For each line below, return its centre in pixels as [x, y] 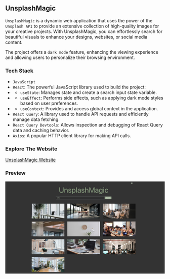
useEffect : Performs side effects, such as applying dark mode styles [92, 98]
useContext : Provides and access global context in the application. [89, 109]
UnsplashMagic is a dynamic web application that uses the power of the [79, 20]
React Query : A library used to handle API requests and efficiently [80, 114]
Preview [15, 173]
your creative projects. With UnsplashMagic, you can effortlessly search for [84, 31]
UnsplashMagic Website [31, 160]
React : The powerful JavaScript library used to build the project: [79, 87]
